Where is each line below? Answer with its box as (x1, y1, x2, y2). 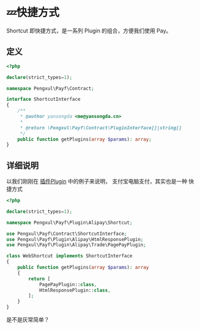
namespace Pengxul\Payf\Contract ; (6, 85, 95, 92)
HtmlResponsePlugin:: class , (39, 287, 111, 294)
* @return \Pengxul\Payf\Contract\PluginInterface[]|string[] (20, 125, 182, 131)
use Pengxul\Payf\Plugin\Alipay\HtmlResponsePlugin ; (6, 236, 144, 242)
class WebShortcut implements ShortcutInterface (6, 253, 133, 259)
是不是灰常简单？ (6, 316, 50, 323)
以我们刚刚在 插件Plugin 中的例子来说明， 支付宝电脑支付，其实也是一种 (6, 178, 188, 185)
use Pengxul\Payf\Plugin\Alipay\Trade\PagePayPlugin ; (6, 242, 147, 248)
